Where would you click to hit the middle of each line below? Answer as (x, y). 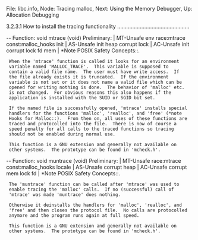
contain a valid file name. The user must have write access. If (94, 72)
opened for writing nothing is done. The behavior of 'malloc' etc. (97, 87)
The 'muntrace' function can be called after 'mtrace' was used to (94, 184)
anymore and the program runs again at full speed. (74, 216)
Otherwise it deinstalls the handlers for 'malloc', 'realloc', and (95, 205)
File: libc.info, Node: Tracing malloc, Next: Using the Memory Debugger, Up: (99, 9)
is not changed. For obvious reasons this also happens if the (90, 93)
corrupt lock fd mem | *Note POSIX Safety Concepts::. (73, 50)
